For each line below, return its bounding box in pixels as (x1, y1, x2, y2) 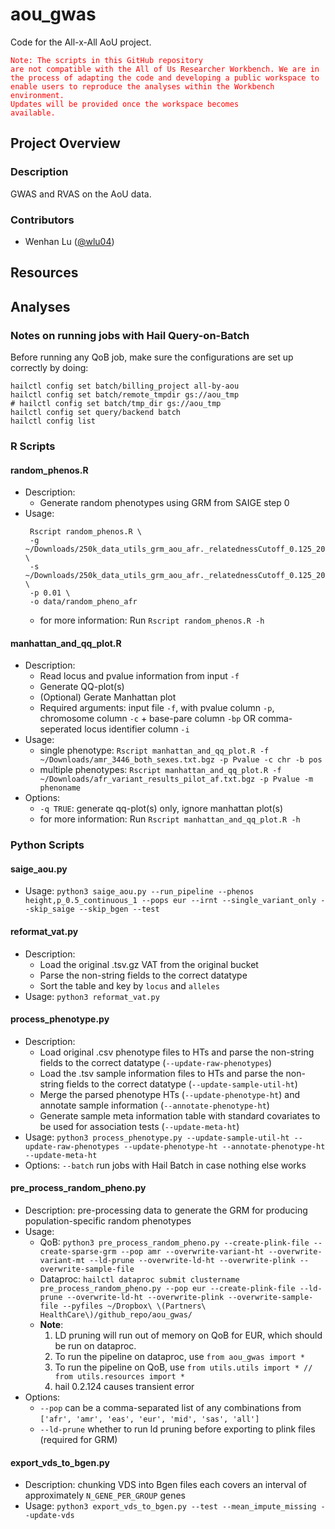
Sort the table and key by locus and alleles (39, 979, 220, 992)
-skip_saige (24, 904, 75, 915)
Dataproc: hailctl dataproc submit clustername (39, 1273, 240, 1285)
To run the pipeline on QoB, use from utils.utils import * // (54, 1361, 313, 1373)
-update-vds (24, 1511, 75, 1521)
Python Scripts (10, 838, 85, 852)
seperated (39, 723, 83, 735)
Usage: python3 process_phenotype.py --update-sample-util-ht (24, 1131, 290, 1143)
